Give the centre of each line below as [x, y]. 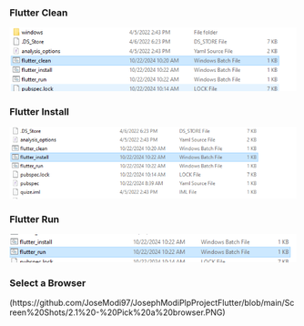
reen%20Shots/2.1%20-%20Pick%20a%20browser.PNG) [117, 312]
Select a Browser [48, 282]
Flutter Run [35, 219]
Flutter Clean [39, 13]
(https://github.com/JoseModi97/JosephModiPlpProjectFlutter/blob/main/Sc [152, 302]
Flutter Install [40, 112]
